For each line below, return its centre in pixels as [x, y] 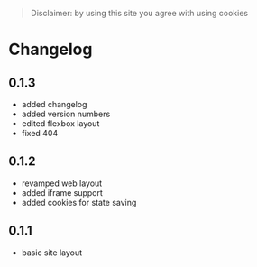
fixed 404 [40, 133]
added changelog [54, 104]
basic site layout [52, 253]
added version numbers [66, 114]
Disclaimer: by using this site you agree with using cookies [139, 13]
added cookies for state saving [79, 202]
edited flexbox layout [60, 124]
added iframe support [62, 192]
